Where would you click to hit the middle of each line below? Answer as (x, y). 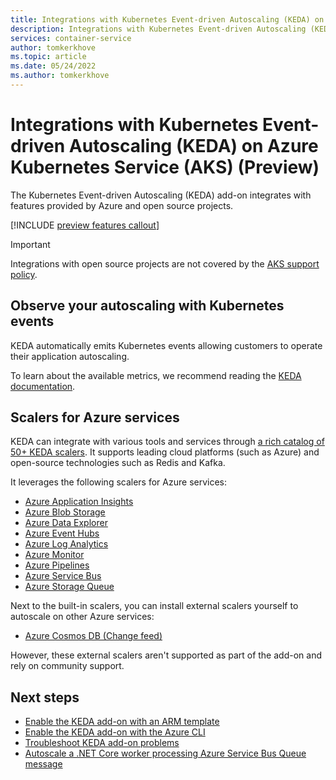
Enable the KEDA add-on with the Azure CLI (115, 732)
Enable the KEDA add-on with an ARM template (122, 722)
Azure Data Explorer (66, 523)
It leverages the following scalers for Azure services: (119, 482)
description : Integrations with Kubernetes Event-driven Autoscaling (158, 29)
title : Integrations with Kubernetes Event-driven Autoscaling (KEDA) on (167, 19)
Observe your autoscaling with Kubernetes (147, 306)
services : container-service (71, 38)
